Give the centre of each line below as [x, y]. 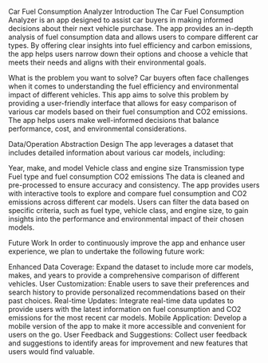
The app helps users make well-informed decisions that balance [114, 120]
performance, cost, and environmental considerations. [98, 128]
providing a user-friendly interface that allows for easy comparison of [122, 103]
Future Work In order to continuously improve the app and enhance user [127, 243]
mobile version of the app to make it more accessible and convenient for [127, 326]
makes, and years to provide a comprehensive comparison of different [124, 275]
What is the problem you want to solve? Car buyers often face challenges [129, 78]
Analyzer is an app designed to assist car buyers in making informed [121, 20]
